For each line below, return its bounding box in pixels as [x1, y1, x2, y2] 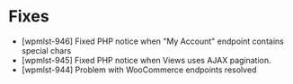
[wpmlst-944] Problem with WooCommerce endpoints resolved [21, 64, 257, 75]
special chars [21, 45, 72, 55]
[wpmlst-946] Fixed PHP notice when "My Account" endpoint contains [21, 36, 284, 46]
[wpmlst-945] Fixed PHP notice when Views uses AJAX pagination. [21, 55, 271, 65]
